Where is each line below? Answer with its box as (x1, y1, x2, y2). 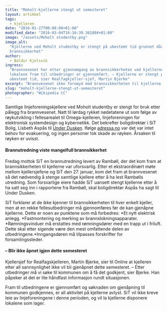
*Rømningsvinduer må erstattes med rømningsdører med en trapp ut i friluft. (5, 221, 162, 227)
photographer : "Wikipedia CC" (5, 90, 68, 95)
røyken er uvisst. (5, 136, 40, 142)
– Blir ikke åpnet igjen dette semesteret (5, 248, 87, 254)
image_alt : (5, 40, 28, 45)
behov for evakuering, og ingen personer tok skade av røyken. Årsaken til (5, 130, 156, 137)
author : (5, 53, 21, 59)
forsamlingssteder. (5, 236, 44, 242)
